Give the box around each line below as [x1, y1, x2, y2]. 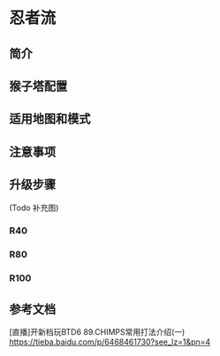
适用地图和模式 [9, 111, 91, 126]
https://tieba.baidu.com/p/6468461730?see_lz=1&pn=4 [9, 337, 211, 347]
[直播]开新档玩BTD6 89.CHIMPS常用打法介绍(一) [9, 327, 186, 337]
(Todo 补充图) [9, 202, 59, 213]
